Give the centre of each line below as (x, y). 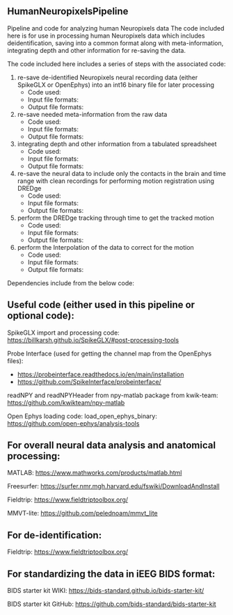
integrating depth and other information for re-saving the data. (97, 50)
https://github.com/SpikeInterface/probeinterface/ (89, 381)
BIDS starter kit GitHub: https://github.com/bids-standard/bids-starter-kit (112, 604)
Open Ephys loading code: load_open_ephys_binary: (82, 416)
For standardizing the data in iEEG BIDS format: (111, 574)
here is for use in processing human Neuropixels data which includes (106, 35)
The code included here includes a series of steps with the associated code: (116, 64)
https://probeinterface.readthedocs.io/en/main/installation (101, 374)
